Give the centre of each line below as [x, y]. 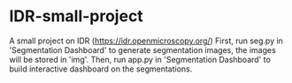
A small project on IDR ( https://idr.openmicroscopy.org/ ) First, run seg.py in [146, 41]
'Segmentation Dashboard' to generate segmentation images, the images [142, 49]
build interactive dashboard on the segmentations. [101, 69]
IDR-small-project [76, 16]
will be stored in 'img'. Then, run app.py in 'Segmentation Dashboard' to [140, 59]
